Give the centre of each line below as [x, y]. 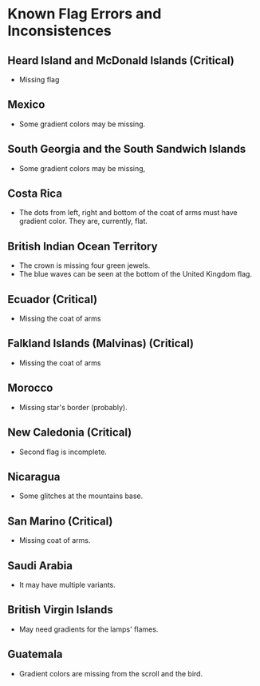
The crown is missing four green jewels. [85, 265]
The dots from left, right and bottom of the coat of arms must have [128, 213]
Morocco [30, 388]
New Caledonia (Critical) [70, 433]
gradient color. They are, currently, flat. [83, 221]
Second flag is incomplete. [63, 452]
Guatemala [35, 654]
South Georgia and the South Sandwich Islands [127, 149]
